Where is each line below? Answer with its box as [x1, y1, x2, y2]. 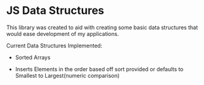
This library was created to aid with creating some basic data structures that [6, 24, 199, 31]
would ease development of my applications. [6, 30, 119, 37]
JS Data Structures [6, 4, 104, 18]
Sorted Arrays [15, 53, 51, 61]
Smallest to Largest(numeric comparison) [15, 72, 120, 79]
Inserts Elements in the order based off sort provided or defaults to [15, 65, 184, 73]
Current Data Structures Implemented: [6, 42, 103, 49]
